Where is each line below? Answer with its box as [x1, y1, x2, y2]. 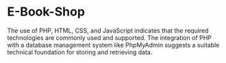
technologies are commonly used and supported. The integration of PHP [7, 33, 212, 41]
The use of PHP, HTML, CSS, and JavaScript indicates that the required [7, 26, 209, 35]
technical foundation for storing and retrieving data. [7, 48, 153, 56]
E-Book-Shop [7, 4, 86, 20]
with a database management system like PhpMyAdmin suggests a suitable [7, 41, 220, 49]
